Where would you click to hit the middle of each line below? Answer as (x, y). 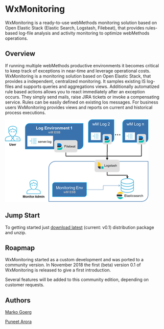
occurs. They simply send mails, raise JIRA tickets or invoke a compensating (82, 97)
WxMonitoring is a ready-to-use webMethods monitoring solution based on (81, 23)
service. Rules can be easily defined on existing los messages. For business (82, 102)
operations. (17, 38)
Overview (20, 54)
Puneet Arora (18, 322)
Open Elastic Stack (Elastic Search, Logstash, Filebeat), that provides (75, 27)
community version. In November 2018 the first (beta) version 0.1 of (73, 265)
